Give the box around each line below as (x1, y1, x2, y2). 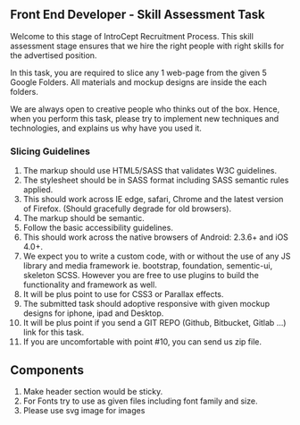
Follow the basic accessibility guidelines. (22, 223, 173, 234)
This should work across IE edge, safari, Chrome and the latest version (22, 194, 284, 205)
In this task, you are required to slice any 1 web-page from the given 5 (10, 67, 267, 78)
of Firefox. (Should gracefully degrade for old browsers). (22, 203, 231, 214)
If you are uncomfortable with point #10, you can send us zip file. (22, 336, 262, 347)
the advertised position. (10, 49, 97, 61)
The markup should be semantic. (22, 213, 146, 224)
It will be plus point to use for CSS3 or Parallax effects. (22, 289, 224, 300)
